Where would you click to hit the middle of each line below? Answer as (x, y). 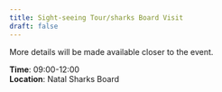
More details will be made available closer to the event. (111, 51)
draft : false (34, 26)
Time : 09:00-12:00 (44, 69)
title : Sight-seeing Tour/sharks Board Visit (96, 18)
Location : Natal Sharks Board (65, 78)
